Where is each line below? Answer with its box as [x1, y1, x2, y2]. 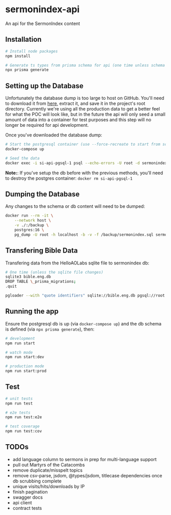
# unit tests [5, 396, 33, 401]
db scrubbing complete [12, 478, 62, 484]
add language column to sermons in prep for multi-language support [12, 456, 157, 462]
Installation [5, 35, 42, 44]
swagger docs [12, 494, 43, 500]
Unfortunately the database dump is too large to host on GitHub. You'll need [5, 95, 164, 101]
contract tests [12, 505, 42, 511]
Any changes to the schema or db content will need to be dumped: [5, 203, 145, 209]
